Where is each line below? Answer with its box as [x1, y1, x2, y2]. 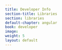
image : [5, 29, 18, 34]
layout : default [5, 38, 38, 43]
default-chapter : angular [5, 20, 57, 25]
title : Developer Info [5, 7, 51, 12]
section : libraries [5, 16, 45, 20]
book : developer [5, 25, 38, 30]
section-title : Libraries [5, 11, 57, 16]
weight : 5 [5, 34, 25, 39]
